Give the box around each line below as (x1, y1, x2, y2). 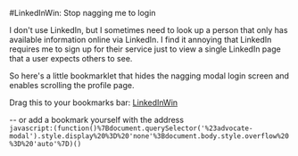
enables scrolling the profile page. (9, 80, 135, 90)
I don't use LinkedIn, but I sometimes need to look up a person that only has (9, 25, 288, 35)
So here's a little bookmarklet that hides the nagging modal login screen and (9, 70, 290, 81)
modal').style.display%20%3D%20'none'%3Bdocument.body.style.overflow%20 (9, 132, 290, 141)
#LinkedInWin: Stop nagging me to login (9, 8, 156, 18)
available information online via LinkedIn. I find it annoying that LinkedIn (9, 35, 272, 45)
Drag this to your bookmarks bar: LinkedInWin (9, 97, 178, 108)
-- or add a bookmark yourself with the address (9, 115, 185, 125)
